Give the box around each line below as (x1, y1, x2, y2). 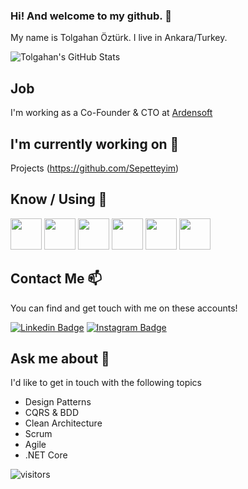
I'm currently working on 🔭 (10, 135, 180, 153)
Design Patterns (24, 396, 92, 408)
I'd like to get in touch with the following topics (10, 377, 203, 389)
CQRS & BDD (24, 407, 79, 419)
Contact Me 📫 (10, 270, 103, 288)
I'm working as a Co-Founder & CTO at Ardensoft (10, 107, 213, 119)
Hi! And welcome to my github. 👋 (10, 9, 172, 23)
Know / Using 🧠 (10, 191, 108, 208)
